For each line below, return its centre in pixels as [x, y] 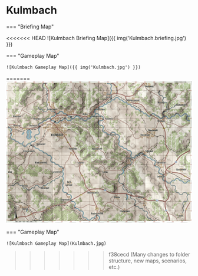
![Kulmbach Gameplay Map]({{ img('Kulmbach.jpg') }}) [74, 67]
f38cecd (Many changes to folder [149, 254]
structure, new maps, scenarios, [148, 261]
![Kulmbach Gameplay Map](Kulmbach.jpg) [57, 243]
